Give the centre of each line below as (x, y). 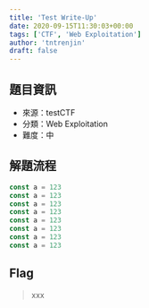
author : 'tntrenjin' (48, 43)
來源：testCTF (49, 112)
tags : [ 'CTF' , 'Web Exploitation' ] (75, 34)
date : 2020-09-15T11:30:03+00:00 (71, 26)
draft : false (33, 51)
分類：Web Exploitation (65, 124)
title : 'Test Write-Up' (54, 17)
